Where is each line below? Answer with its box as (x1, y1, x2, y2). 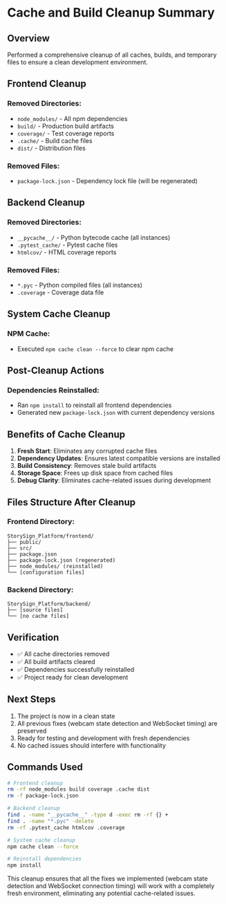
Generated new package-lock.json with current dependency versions (17, 408, 215, 417)
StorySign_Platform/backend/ (7, 601, 91, 608)
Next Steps (7, 693, 56, 706)
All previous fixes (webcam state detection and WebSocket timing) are (17, 719, 218, 727)
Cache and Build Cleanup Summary (7, 5, 216, 21)
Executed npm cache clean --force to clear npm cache (17, 344, 174, 353)
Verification (7, 631, 59, 643)
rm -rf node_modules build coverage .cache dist (7, 786, 150, 793)
